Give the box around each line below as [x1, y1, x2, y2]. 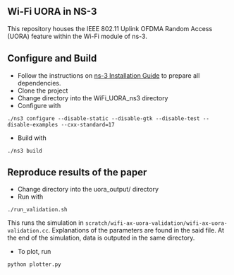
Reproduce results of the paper [7, 166, 147, 179]
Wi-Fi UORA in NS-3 [7, 6, 97, 18]
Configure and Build [7, 52, 97, 64]
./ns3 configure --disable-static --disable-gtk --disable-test [7, 115, 200, 122]
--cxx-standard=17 [61, 121, 115, 128]
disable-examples [7, 121, 58, 128]
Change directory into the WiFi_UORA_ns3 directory [17, 93, 168, 102]
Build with [17, 134, 47, 142]
